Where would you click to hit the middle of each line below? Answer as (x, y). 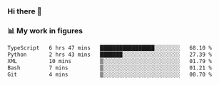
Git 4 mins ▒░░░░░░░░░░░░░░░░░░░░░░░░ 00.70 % (110, 74)
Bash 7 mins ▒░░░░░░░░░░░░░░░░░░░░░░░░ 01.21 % (110, 68)
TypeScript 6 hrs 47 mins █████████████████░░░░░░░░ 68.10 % (110, 48)
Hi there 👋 (25, 11)
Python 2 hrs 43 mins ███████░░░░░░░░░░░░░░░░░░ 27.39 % (110, 55)
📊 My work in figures (45, 30)
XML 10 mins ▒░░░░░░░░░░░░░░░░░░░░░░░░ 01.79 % (110, 61)
